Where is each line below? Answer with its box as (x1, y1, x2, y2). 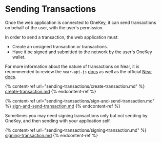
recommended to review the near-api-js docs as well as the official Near (5, 68, 152, 74)
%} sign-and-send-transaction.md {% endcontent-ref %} (5, 103, 121, 109)
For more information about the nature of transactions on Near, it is (5, 63, 140, 69)
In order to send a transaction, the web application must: (5, 34, 119, 40)
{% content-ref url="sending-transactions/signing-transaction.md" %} (5, 127, 147, 133)
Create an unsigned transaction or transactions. (12, 43, 108, 49)
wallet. (12, 54, 26, 60)
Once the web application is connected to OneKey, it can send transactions (5, 20, 156, 25)
